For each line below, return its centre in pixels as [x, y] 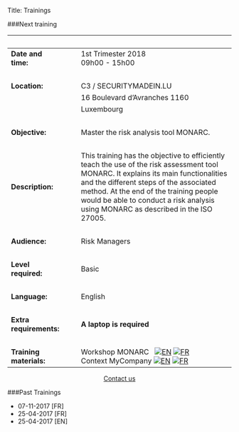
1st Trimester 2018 [113, 54]
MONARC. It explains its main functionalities [154, 173]
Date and [27, 54]
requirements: [35, 329]
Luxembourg [102, 109]
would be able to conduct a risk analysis [148, 200]
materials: [28, 361]
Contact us [119, 378]
